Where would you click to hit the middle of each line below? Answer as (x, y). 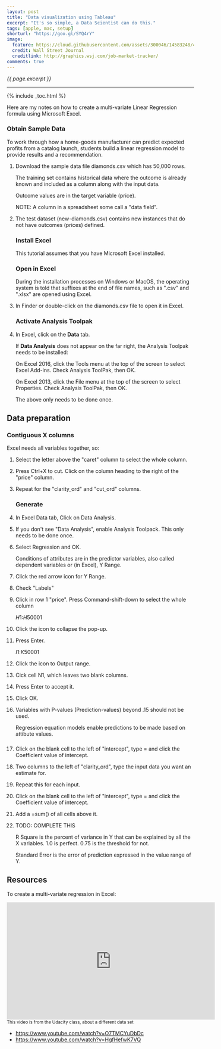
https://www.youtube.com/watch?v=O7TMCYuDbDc (80, 1034)
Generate (29, 505)
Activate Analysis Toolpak (54, 321)
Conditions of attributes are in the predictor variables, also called (95, 558)
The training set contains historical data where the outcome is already (101, 178)
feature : (23, 45)
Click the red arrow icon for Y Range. (61, 576)
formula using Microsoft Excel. (44, 113)
